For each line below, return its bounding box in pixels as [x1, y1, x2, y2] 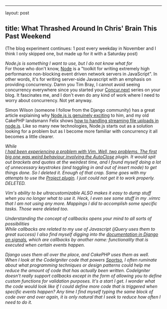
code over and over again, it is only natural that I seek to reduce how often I [5, 294, 161, 300]
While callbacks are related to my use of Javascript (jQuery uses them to [5, 226, 156, 232]
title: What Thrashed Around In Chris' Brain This [5, 24, 158, 33]
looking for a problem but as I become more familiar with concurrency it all [5, 128, 158, 134]
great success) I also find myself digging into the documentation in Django [5, 231, 159, 237]
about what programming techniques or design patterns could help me [5, 262, 151, 268]
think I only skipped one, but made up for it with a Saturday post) [5, 50, 138, 56]
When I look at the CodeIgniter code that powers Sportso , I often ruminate [5, 257, 158, 263]
